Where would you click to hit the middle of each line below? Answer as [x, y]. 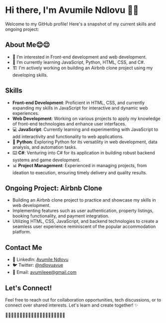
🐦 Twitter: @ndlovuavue [38, 265]
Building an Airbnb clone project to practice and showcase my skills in [84, 200]
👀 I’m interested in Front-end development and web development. [80, 57]
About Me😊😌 [28, 45]
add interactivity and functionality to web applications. [68, 136]
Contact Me [24, 248]
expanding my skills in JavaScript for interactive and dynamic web [80, 108]
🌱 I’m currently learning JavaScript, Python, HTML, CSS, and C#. [79, 62]
